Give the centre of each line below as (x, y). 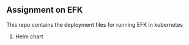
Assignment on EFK (45, 10)
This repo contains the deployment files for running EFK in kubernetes (95, 24)
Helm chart (29, 36)
